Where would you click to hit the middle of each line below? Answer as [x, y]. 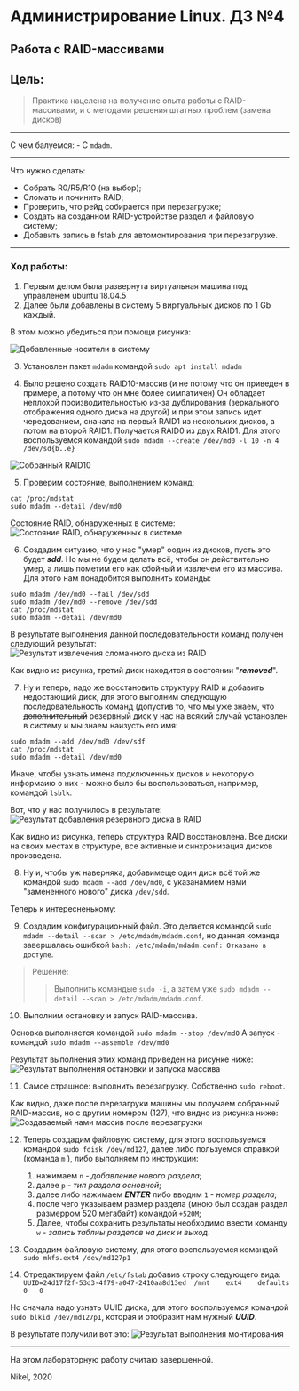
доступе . [38, 954]
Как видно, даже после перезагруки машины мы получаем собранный [145, 1103]
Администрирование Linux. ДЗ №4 [147, 16]
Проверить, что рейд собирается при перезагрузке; [122, 207]
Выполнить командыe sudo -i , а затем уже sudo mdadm [157, 988]
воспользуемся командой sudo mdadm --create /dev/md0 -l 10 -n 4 [151, 440]
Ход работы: [39, 267]
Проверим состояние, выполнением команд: [109, 482]
